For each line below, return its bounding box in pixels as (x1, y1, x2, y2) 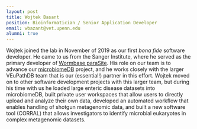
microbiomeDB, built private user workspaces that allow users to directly (6, 91, 183, 98)
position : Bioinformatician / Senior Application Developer (6, 20, 158, 25)
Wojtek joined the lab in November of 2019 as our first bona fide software (6, 47, 185, 54)
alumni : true (6, 31, 38, 37)
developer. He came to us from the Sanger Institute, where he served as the (6, 53, 191, 60)
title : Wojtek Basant (6, 14, 60, 20)
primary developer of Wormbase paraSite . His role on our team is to (6, 60, 172, 67)
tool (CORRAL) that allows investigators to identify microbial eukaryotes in (6, 110, 186, 117)
